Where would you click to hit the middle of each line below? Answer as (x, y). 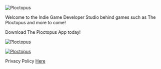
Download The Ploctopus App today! (43, 32)
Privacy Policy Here (25, 61)
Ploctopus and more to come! (35, 23)
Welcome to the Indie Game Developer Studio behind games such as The (80, 17)
